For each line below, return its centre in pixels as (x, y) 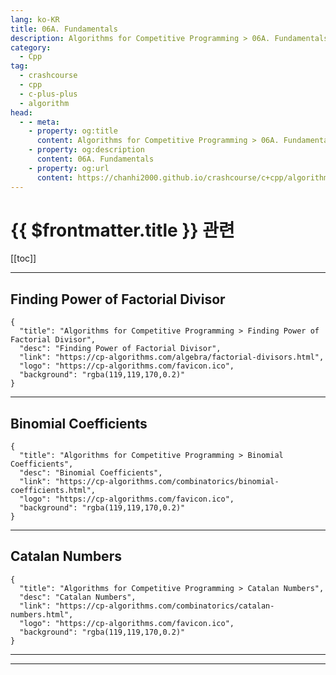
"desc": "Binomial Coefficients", (91, 473)
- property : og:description (86, 150)
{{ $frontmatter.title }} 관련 (122, 230)
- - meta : (39, 122)
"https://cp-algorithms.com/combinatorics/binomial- (167, 482)
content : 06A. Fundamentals (95, 159)
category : (31, 47)
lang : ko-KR (35, 19)
